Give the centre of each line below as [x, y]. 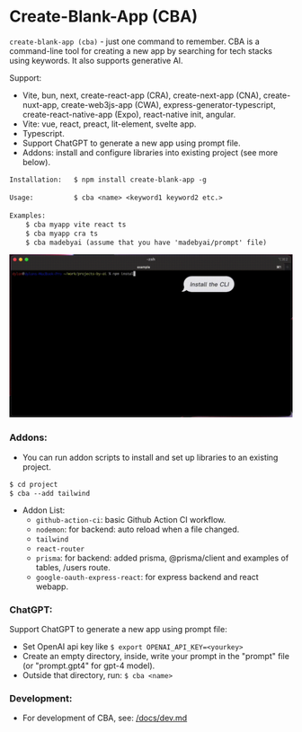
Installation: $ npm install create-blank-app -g [108, 180]
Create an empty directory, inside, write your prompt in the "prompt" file [156, 656]
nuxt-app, [41, 104]
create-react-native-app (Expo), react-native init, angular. [129, 114]
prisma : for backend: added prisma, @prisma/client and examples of [162, 558]
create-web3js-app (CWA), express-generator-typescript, [168, 104]
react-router [60, 549]
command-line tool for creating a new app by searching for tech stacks [141, 50]
